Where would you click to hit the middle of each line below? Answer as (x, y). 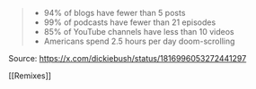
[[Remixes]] (30, 76)
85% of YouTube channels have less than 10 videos (139, 32)
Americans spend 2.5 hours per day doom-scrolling (139, 41)
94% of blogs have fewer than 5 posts (115, 13)
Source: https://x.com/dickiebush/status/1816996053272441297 (128, 58)
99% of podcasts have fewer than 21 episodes (130, 22)
